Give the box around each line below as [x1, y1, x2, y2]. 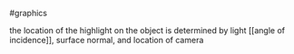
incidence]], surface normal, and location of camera [9, 35, 204, 45]
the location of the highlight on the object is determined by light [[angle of [9, 25, 286, 35]
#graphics [9, 8, 48, 18]
